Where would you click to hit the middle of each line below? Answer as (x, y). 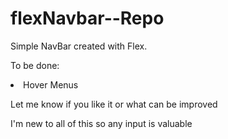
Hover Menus (51, 84)
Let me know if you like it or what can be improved (114, 104)
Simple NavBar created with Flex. (79, 46)
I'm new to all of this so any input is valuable (101, 123)
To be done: (35, 65)
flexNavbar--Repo (87, 18)
